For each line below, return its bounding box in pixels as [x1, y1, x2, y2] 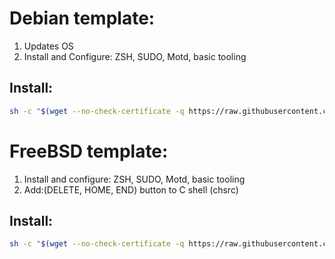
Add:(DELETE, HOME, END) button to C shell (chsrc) [23, 183, 239, 196]
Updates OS [23, 40, 74, 52]
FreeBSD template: [9, 140, 169, 162]
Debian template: [9, 7, 156, 30]
